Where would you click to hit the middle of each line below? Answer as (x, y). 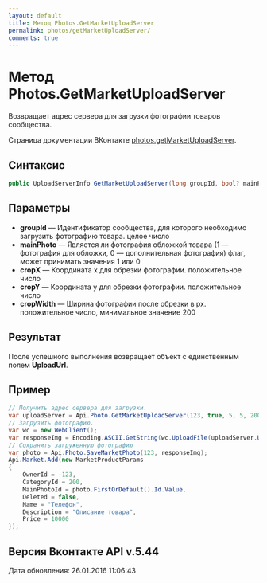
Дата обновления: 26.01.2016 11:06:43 (72, 571)
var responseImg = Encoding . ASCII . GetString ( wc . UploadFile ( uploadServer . (133, 438)
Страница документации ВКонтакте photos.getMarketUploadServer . (122, 140)
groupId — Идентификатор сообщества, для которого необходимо (133, 227)
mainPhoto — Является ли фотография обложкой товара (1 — (124, 245)
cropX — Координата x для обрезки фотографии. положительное (131, 270)
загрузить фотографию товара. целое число (95, 236)
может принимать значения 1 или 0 (80, 261)
